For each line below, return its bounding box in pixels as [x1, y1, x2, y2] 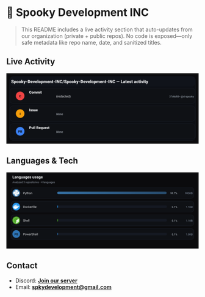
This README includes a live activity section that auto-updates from [21, 26, 193, 33]
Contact [6, 260, 38, 271]
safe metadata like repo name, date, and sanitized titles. [21, 39, 162, 46]
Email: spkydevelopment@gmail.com [15, 283, 112, 290]
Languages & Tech [6, 156, 78, 166]
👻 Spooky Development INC [6, 6, 149, 20]
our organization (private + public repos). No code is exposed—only [21, 32, 193, 39]
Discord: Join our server [15, 277, 77, 284]
